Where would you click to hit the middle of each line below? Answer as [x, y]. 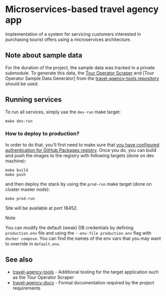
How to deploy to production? [43, 134]
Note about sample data [44, 55]
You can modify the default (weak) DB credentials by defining [69, 227]
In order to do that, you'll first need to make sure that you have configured [82, 145]
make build [17, 170]
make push [16, 175]
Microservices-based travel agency [82, 9]
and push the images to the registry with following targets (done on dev [80, 155]
